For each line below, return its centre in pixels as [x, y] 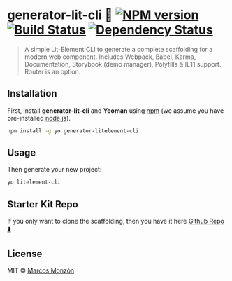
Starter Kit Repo [43, 204]
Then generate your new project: [55, 170]
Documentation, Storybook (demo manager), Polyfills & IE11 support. [123, 64]
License [25, 253]
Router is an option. [52, 71]
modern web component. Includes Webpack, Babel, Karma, [110, 57]
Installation [32, 94]
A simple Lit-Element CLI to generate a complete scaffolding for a [118, 49]
